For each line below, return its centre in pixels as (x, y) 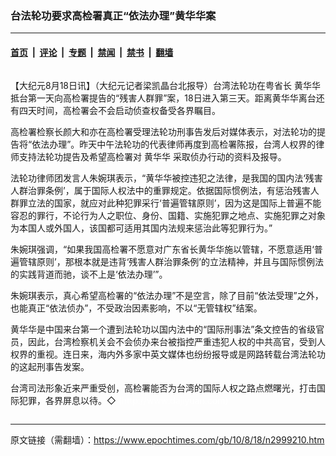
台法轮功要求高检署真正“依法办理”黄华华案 (113, 15)
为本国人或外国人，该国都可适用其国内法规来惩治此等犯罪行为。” (141, 228)
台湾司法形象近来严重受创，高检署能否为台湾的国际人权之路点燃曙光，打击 (163, 388)
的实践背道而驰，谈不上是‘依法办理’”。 (89, 274)
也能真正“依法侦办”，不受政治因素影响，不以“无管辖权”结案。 (136, 308)
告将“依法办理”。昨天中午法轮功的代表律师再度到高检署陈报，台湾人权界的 (163, 144)
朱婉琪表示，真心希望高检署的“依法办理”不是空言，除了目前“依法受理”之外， (167, 295)
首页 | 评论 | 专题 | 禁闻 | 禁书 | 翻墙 (92, 52)
